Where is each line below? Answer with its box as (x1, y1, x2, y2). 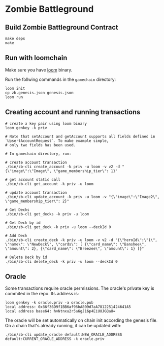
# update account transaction (5, 190, 67, 195)
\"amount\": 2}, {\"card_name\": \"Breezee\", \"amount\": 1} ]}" (5, 246, 144, 251)
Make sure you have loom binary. (5, 67, 72, 72)
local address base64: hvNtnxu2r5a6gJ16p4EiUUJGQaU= (5, 309, 116, 314)
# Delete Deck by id (5, 255, 48, 260)
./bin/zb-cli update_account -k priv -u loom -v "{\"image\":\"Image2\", (5, 194, 160, 199)
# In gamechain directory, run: (5, 151, 71, 156)
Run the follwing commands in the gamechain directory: (5, 76, 116, 82)
